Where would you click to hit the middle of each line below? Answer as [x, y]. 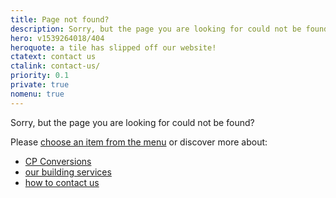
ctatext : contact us [53, 57]
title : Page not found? [60, 19]
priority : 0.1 [40, 76]
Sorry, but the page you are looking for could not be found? [132, 122]
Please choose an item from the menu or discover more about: [139, 142]
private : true [40, 85]
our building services [68, 172]
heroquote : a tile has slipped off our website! [113, 47]
